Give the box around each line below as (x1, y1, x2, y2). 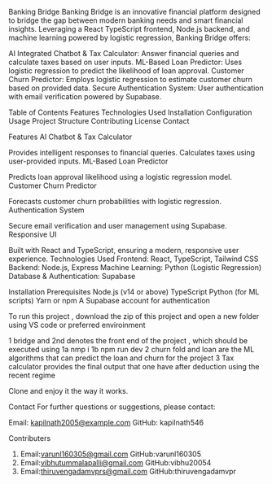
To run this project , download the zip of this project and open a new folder (8, 312, 260, 320)
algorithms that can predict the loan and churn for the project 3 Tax (8, 353, 235, 363)
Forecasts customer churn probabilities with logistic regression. (8, 197, 222, 206)
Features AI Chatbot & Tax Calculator (8, 132, 133, 142)
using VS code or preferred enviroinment (8, 320, 146, 329)
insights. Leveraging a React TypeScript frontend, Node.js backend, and (8, 24, 250, 33)
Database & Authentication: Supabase (8, 272, 136, 281)
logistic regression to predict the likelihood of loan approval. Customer (8, 66, 244, 76)
